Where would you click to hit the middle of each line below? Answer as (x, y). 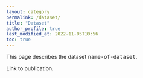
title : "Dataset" (28, 23)
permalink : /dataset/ (33, 17)
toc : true (19, 40)
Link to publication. (30, 68)
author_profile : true (33, 28)
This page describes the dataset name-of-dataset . (72, 57)
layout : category (28, 12)
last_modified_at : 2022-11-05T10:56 (52, 34)
